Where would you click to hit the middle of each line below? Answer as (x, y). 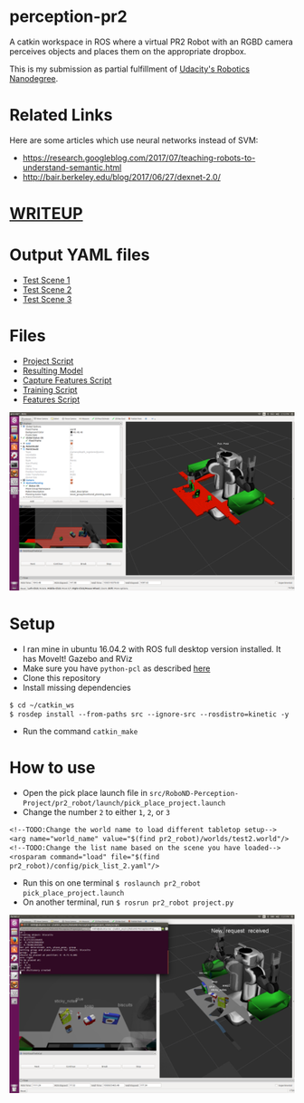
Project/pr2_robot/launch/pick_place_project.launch (124, 803)
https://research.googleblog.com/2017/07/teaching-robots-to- (139, 158)
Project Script (48, 360)
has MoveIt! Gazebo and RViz (77, 658)
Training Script (50, 389)
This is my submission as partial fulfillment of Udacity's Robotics (130, 69)
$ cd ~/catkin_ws (42, 705)
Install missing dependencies (76, 687)
